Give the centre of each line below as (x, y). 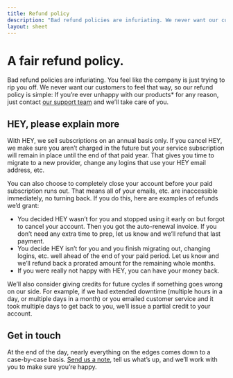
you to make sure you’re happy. (52, 367)
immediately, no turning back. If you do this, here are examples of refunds (113, 198)
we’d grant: (23, 206)
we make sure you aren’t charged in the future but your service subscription (116, 148)
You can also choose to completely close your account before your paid (110, 184)
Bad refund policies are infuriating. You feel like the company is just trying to (116, 80)
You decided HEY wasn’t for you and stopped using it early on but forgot (121, 219)
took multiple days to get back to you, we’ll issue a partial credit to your (109, 307)
